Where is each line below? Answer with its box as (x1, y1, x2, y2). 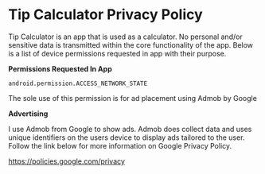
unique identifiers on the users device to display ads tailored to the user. (8, 133, 245, 142)
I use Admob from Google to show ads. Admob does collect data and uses (8, 124, 252, 133)
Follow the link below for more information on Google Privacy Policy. (8, 141, 232, 150)
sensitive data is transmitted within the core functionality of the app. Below (8, 40, 253, 49)
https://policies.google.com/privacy (8, 157, 126, 166)
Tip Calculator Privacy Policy (8, 6, 203, 24)
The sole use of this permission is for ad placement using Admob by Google (8, 93, 257, 102)
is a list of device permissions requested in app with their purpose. (8, 48, 227, 58)
